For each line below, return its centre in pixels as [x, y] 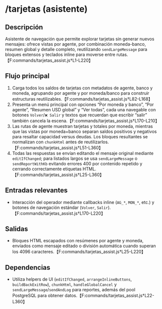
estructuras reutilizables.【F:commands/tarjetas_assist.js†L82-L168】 [82, 99]
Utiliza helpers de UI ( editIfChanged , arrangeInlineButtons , [72, 279]
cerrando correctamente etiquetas [47, 169]
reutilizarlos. [96, 142]
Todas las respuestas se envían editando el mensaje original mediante [83, 153]
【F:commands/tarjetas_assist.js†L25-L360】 [58, 175]
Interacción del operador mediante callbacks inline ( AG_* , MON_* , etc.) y [83, 202]
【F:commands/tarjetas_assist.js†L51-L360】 [58, 148]
